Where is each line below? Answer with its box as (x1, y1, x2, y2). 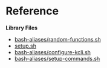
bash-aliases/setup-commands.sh (14, 55, 100, 62)
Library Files (5, 24, 37, 31)
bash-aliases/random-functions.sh (14, 36, 101, 43)
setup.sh (14, 42, 37, 49)
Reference (5, 4, 59, 18)
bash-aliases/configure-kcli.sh (14, 48, 91, 55)
